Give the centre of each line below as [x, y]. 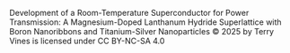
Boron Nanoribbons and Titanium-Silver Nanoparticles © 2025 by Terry [142, 31]
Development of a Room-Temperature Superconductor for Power [129, 13]
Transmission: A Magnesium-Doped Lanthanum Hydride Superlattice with [145, 22]
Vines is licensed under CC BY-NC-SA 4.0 [87, 41]
